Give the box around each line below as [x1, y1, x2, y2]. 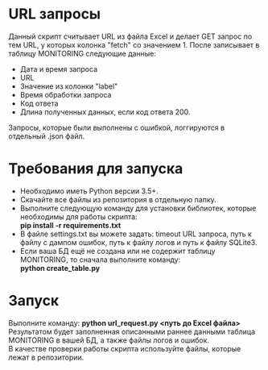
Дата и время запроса [19, 64, 98, 73]
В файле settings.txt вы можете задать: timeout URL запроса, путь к [19, 229, 252, 239]
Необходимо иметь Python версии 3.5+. [19, 186, 159, 196]
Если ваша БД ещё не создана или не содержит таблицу [19, 246, 216, 256]
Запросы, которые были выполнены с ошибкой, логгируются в [8, 123, 225, 132]
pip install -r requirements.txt [19, 220, 122, 230]
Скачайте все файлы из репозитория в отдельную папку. [19, 194, 217, 204]
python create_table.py [19, 263, 101, 272]
